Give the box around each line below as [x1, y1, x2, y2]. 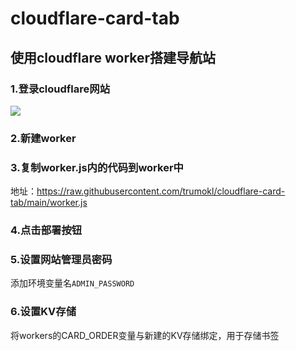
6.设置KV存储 [10, 305, 77, 319]
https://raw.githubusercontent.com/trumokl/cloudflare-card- [36, 185, 286, 197]
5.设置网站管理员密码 [10, 252, 113, 266]
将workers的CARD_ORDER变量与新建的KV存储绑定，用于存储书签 [10, 329, 280, 341]
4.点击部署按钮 [10, 223, 83, 237]
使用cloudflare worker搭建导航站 [10, 49, 217, 66]
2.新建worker [10, 131, 77, 145]
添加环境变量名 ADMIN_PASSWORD [10, 277, 135, 289]
